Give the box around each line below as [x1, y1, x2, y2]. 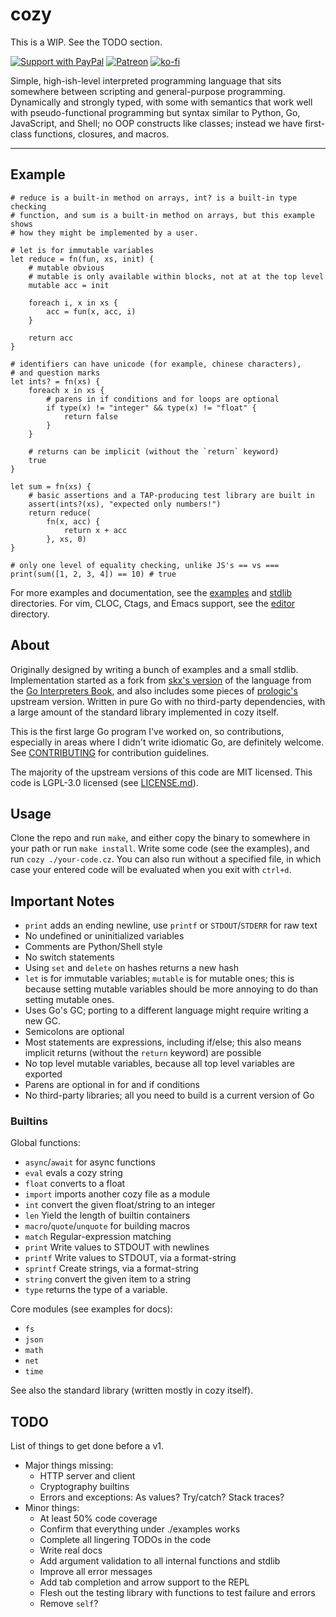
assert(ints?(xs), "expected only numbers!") [28, 499, 222, 509]
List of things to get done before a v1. [10, 1440, 164, 1452]
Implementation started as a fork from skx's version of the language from [10, 674, 312, 686]
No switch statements [24, 951, 115, 963]
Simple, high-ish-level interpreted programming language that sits [10, 74, 282, 87]
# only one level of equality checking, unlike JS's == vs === [10, 560, 280, 570]
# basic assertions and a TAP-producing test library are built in [28, 490, 315, 500]
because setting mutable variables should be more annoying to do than [24, 983, 319, 995]
